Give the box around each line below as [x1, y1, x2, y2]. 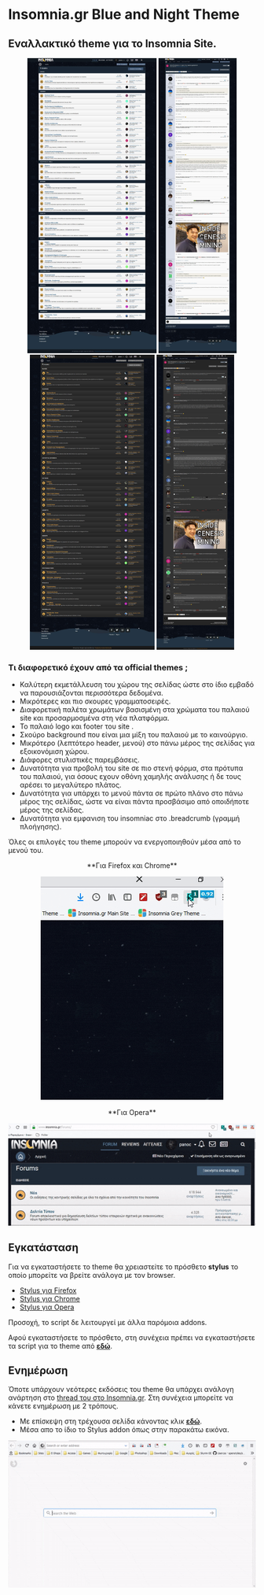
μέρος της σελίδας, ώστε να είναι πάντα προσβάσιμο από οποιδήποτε [19, 797, 250, 807]
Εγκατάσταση [8, 1241, 79, 1254]
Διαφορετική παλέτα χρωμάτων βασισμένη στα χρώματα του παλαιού [19, 705, 250, 714]
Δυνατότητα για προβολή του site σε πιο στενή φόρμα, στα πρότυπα [19, 763, 244, 773]
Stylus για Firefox [19, 1285, 77, 1295]
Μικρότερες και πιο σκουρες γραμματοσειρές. [19, 696, 171, 706]
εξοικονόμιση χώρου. [19, 747, 90, 756]
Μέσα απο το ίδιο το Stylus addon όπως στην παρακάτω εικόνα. [19, 1425, 229, 1434]
